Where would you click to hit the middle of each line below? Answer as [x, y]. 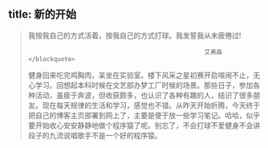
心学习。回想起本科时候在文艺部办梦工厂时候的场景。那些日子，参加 [140, 85]
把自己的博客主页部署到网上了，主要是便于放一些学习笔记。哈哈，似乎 [144, 115]
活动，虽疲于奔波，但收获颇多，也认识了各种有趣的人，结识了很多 [144, 95]
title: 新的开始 [43, 14]
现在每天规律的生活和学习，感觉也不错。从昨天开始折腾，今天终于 [151, 105]
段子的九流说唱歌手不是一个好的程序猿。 [95, 135]
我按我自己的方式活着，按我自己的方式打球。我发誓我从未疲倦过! [134, 35]
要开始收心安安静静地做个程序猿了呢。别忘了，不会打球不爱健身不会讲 [144, 125]
